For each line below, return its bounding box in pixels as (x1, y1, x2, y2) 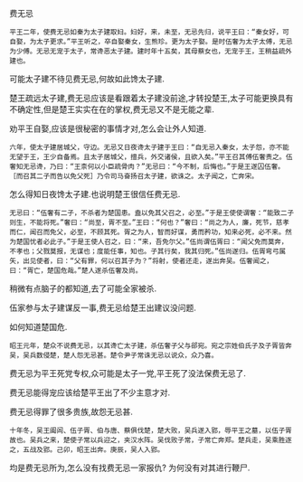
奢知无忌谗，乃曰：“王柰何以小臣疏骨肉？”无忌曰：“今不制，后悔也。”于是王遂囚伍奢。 (9, 162, 285, 171)
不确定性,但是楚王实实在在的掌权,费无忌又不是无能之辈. (9, 104, 215, 115)
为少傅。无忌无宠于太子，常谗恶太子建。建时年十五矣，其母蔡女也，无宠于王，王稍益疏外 (9, 47, 292, 56)
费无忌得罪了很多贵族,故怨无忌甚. (9, 406, 134, 417)
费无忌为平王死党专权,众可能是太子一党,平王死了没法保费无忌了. (9, 368, 247, 378)
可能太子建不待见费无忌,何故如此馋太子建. (9, 73, 166, 84)
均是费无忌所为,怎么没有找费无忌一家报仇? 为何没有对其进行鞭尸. (9, 462, 251, 473)
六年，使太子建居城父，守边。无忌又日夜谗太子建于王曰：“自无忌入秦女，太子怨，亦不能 (9, 143, 289, 152)
